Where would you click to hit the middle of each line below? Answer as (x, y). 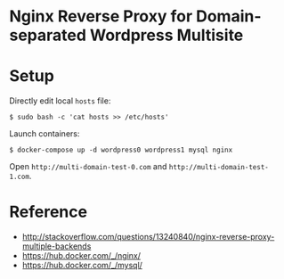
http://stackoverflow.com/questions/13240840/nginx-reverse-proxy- (148, 237)
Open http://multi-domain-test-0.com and (88, 167)
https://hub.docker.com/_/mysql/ (82, 266)
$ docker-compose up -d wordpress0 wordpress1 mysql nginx (121, 150)
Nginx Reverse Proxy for (101, 16)
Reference (48, 212)
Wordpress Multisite (166, 35)
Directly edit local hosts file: (60, 101)
